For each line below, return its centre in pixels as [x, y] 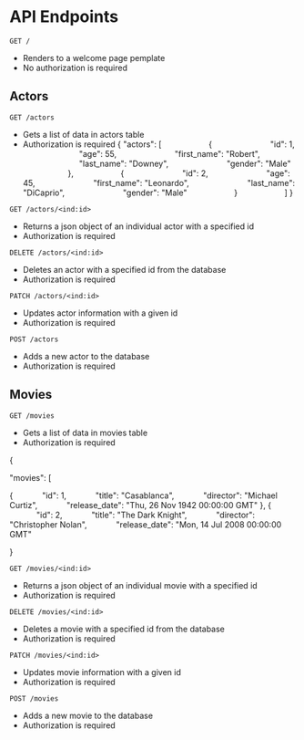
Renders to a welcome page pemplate [94, 57]
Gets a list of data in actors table [83, 134]
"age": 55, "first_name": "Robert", [170, 153]
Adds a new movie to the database [87, 715]
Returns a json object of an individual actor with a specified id [138, 226]
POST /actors [34, 339]
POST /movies [34, 698]
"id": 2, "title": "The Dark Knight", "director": [146, 515]
